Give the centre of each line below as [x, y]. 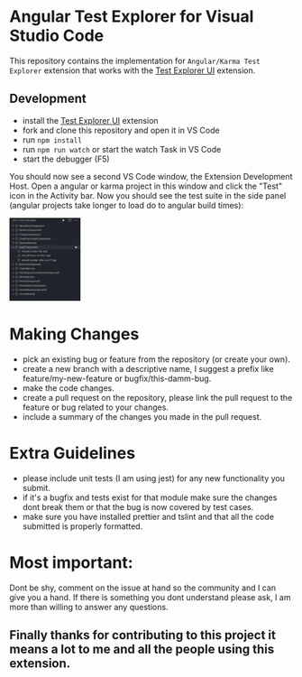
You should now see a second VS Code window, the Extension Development [151, 176]
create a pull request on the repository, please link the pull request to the [157, 397]
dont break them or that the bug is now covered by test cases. [138, 506]
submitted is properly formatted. [82, 526]
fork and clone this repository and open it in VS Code [121, 130]
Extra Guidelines [73, 453]
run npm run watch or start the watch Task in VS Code [122, 149]
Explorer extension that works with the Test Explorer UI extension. [133, 70]
